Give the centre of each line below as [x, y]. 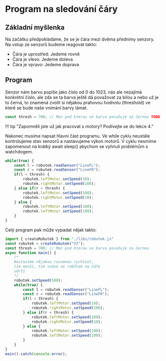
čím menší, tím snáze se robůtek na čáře [57, 267]
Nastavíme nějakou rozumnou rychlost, [54, 262]
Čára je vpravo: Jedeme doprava [46, 65]
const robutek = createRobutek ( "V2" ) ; [45, 243]
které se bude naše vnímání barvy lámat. [46, 108]
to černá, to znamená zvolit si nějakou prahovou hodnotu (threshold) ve [78, 102]
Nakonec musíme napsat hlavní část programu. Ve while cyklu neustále [78, 136]
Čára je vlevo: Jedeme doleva [42, 59]
